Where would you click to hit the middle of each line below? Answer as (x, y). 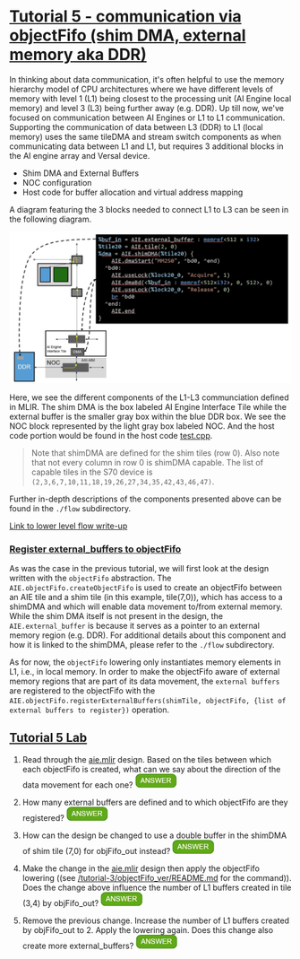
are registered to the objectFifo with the (82, 690)
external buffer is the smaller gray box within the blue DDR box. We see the (148, 416)
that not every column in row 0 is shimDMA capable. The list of (147, 462)
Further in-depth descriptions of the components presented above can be (146, 499)
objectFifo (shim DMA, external (128, 35)
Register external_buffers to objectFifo (95, 549)
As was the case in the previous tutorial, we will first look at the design (139, 568)
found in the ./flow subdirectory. (70, 508)
